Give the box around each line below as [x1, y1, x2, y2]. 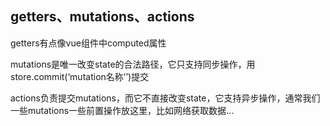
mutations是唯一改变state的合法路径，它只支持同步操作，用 [10, 58, 256, 70]
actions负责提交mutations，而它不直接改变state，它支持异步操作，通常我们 [10, 92, 321, 104]
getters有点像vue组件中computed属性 [10, 37, 167, 49]
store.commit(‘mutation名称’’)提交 [10, 70, 150, 82]
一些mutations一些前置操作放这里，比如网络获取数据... [10, 104, 235, 116]
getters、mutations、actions [10, 8, 195, 26]
